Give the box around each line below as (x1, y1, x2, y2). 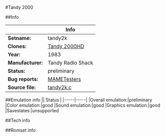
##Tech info (5, 117, 30, 123)
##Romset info (5, 127, 36, 133)
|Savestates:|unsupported (5, 108, 59, 113)
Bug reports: (8, 76, 39, 82)
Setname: (8, 35, 31, 41)
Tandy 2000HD (47, 43, 85, 50)
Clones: (8, 43, 27, 50)
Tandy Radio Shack (47, 59, 94, 66)
